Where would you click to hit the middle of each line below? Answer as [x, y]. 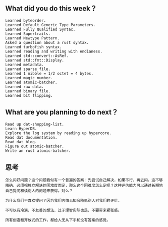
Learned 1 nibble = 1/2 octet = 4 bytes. [49, 73]
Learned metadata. [24, 65]
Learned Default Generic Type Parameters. [50, 25]
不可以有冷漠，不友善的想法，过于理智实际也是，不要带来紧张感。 [64, 210]
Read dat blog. [21, 142]
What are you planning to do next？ [62, 112]
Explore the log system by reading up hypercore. [59, 133]
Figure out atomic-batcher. [35, 146]
